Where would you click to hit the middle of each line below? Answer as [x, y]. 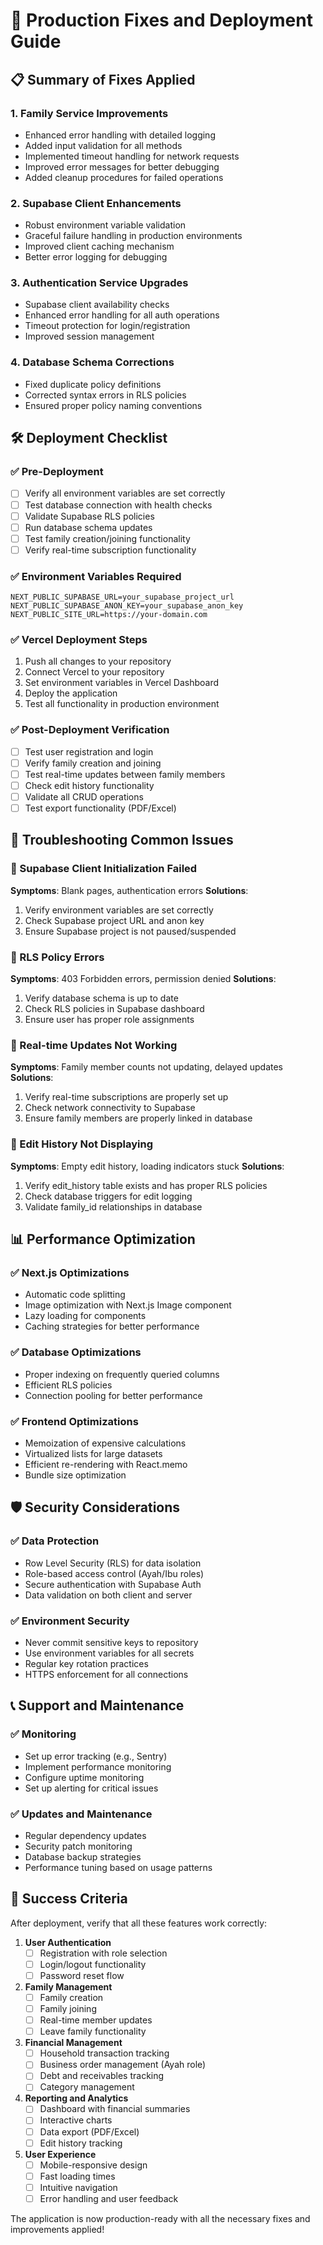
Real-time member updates [96, 2020]
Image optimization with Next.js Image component [128, 1305]
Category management [87, 2087]
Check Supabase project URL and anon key [114, 920]
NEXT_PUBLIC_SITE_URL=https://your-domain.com [109, 615]
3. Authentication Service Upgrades [99, 283]
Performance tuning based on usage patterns [118, 1867]
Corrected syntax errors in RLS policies [105, 395]
